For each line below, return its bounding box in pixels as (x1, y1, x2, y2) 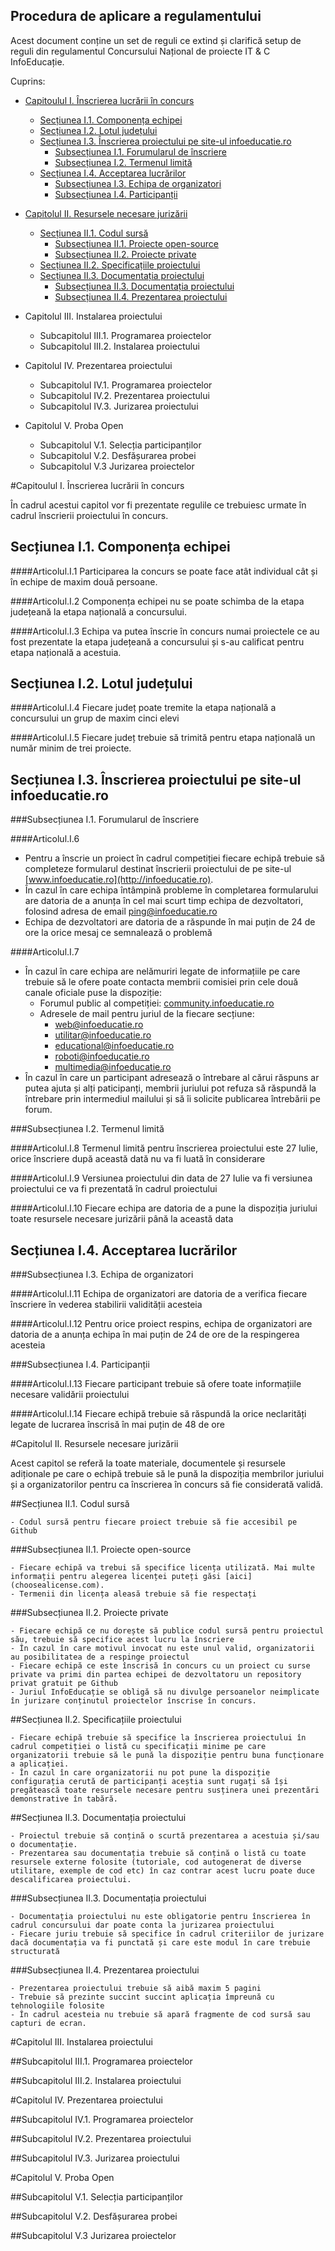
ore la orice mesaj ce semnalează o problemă (24, 927, 213, 939)
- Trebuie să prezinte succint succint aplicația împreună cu (10, 1992, 275, 2003)
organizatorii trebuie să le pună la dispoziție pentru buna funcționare (10, 1750, 325, 1761)
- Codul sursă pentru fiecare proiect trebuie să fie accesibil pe (10, 1517, 298, 1528)
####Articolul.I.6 (10, 833, 80, 845)
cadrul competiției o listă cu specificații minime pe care (10, 1742, 267, 1752)
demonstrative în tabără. (10, 1794, 118, 1804)
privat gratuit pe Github (10, 1679, 118, 1689)
